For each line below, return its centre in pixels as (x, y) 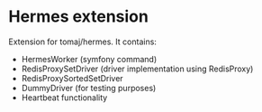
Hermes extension (79, 17)
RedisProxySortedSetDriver (72, 78)
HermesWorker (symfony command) (89, 59)
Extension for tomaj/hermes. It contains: (82, 42)
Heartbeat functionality (64, 98)
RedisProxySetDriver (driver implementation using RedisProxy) (137, 69)
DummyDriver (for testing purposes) (89, 88)
